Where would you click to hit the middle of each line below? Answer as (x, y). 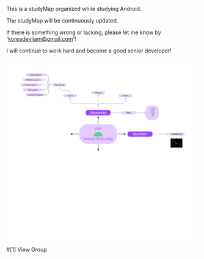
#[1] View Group (27, 249)
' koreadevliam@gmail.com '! (41, 39)
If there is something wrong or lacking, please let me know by (84, 32)
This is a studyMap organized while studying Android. (74, 9)
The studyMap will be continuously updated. (62, 20)
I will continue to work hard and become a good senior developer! (89, 51)
